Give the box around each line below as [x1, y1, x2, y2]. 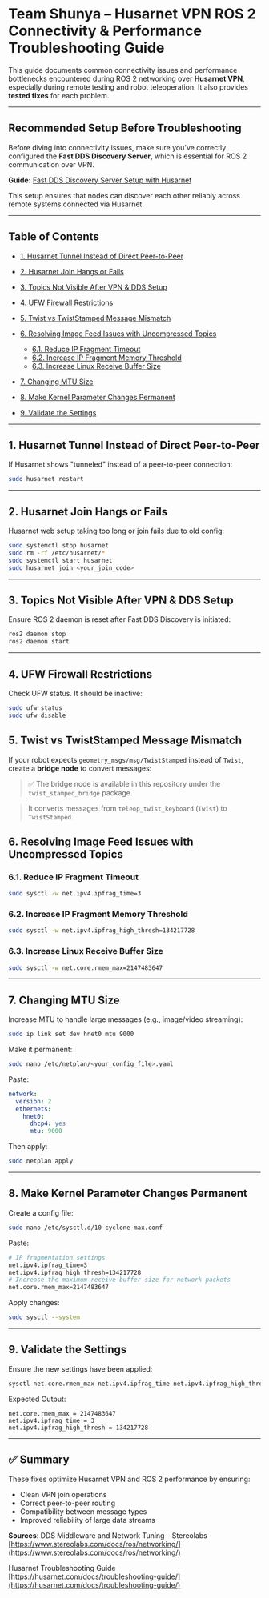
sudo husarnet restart [8, 475, 84, 483]
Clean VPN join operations [19, 1489, 107, 1499]
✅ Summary [8, 1453, 70, 1467]
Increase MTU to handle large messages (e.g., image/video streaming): [8, 1015, 243, 1024]
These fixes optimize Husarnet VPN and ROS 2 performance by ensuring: [8, 1474, 251, 1484]
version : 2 [15, 1097, 52, 1105]
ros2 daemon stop [8, 630, 66, 639]
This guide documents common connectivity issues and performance [8, 65, 238, 74]
